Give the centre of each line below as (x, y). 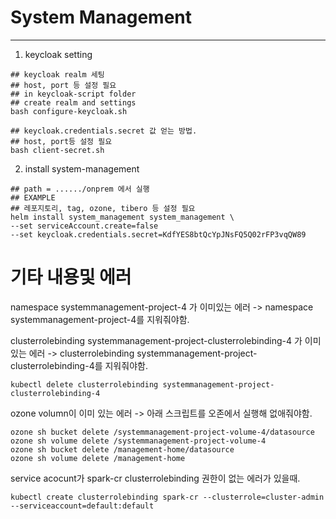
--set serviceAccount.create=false (84, 226)
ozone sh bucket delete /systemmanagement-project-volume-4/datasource (162, 432)
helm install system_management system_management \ (122, 217)
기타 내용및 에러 (71, 277)
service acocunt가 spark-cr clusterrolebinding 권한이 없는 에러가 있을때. (155, 478)
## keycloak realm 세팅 (57, 74)
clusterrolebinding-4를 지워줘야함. (79, 365)
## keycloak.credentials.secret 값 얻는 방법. (104, 131)
